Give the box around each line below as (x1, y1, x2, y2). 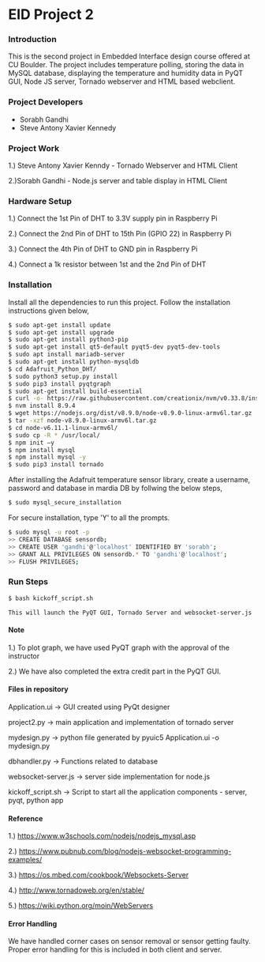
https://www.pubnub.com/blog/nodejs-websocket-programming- (18, 847, 232, 856)
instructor (8, 651, 40, 661)
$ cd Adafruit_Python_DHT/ (8, 365, 97, 373)
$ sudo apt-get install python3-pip (8, 336, 129, 344)
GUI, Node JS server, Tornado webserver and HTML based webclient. (8, 77, 236, 86)
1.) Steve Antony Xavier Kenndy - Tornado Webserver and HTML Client (8, 160, 238, 171)
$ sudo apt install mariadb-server (8, 350, 125, 359)
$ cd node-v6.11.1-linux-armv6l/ (8, 424, 118, 432)
